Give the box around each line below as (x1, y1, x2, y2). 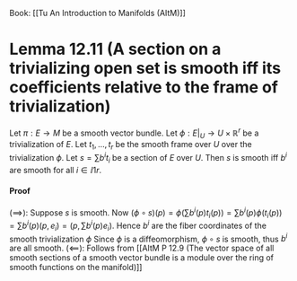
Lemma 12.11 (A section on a (9, 40, 222, 59)
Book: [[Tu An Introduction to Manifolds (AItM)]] (9, 8, 187, 18)
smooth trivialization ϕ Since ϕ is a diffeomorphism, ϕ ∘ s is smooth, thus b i (9, 232, 288, 244)
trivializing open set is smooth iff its (9, 58, 281, 79)
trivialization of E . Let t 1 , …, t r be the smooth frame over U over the (9, 139, 253, 152)
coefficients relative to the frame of (9, 77, 278, 98)
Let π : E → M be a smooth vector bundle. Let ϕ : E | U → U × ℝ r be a (9, 126, 259, 140)
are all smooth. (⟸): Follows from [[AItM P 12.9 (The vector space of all (9, 242, 275, 254)
